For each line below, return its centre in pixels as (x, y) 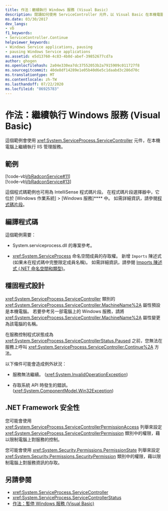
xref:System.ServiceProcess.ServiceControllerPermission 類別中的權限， (80, 433)
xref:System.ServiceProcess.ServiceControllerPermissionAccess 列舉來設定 (84, 427)
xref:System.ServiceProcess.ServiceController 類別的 (60, 298)
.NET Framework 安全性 (42, 408)
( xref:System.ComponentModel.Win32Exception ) (63, 390)
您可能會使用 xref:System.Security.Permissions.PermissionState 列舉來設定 (82, 450)
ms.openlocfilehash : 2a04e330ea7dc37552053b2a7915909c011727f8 (72, 65)
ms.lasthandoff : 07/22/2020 (34, 84)
